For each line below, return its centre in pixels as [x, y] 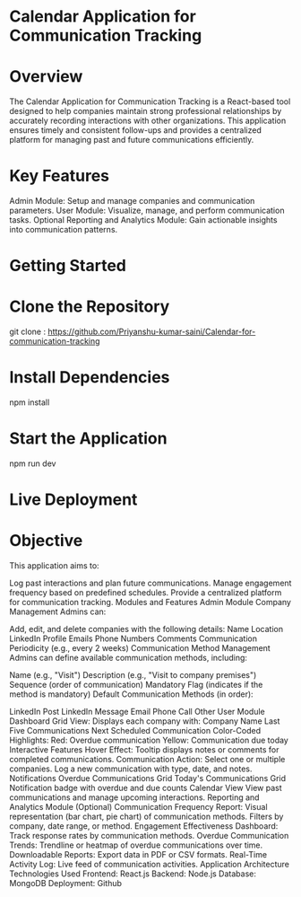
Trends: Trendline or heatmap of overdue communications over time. [136, 845]
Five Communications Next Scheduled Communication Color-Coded [135, 731]
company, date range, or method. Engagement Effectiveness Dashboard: [144, 826]
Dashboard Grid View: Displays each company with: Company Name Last [145, 721]
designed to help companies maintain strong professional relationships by [146, 111]
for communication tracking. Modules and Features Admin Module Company [150, 602]
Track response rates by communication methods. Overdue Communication [149, 836]
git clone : [28, 332]
